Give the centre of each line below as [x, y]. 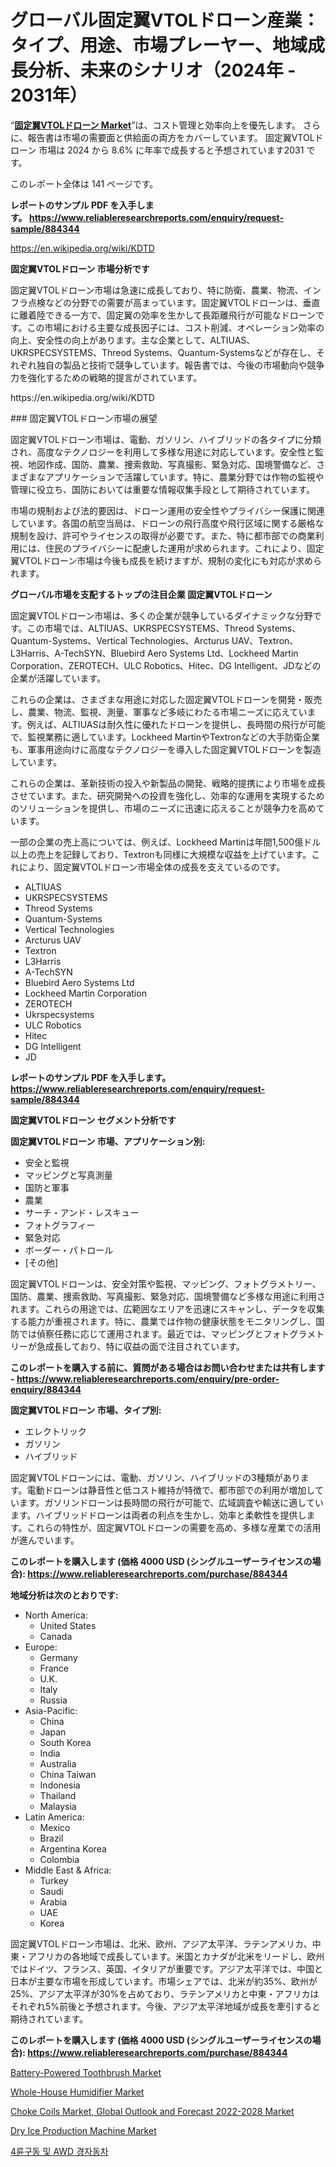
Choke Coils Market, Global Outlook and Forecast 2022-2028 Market [152, 2111]
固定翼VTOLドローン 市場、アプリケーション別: [108, 1141]
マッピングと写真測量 [68, 1175]
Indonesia [60, 1785]
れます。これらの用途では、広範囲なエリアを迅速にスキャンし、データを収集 [167, 1308]
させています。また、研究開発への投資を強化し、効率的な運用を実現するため [167, 795]
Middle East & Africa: [68, 1870]
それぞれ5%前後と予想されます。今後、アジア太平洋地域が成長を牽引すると [166, 2006]
